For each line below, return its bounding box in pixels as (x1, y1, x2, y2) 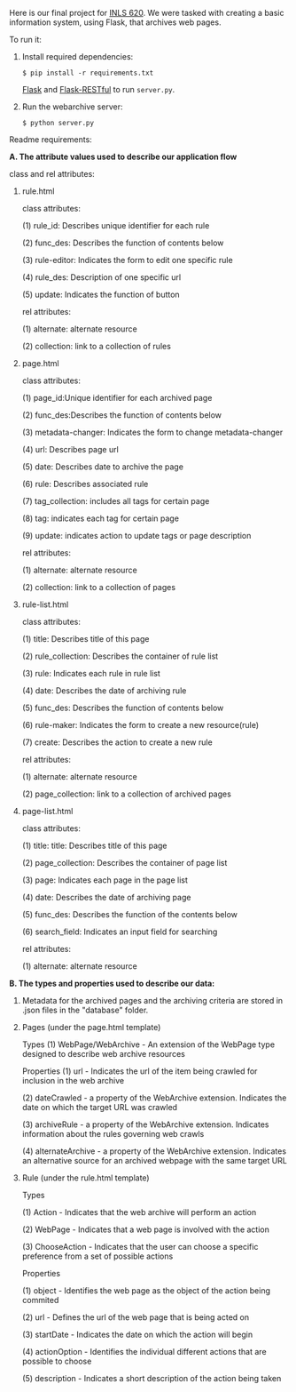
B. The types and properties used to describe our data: (9, 978, 215, 988)
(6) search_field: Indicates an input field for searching (21, 926, 218, 937)
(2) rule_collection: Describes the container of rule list (21, 651, 219, 661)
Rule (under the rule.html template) (21, 1172, 150, 1183)
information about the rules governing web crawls (21, 1129, 205, 1139)
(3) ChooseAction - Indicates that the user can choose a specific (21, 1242, 259, 1252)
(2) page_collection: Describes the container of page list (21, 858, 228, 868)
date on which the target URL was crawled (21, 1102, 178, 1112)
